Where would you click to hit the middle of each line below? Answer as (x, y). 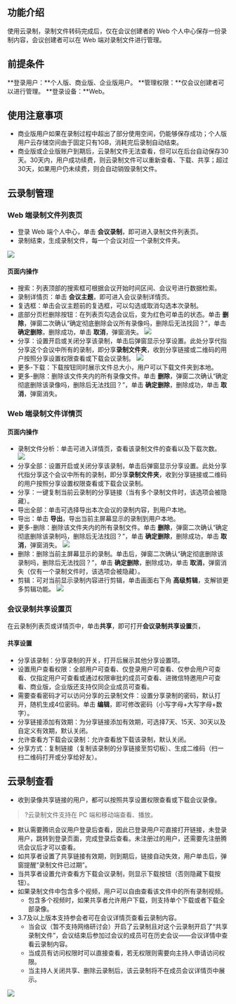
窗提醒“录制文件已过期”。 (54, 865)
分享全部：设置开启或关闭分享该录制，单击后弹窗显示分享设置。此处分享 (122, 466)
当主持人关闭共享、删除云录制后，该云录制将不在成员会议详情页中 (123, 970)
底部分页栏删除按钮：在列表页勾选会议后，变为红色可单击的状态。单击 (119, 315)
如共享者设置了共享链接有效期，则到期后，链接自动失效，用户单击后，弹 (122, 856)
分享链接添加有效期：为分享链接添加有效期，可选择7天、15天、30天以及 (122, 722)
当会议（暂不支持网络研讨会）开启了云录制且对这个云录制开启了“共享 (128, 926)
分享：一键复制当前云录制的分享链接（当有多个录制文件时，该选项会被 (119, 492)
